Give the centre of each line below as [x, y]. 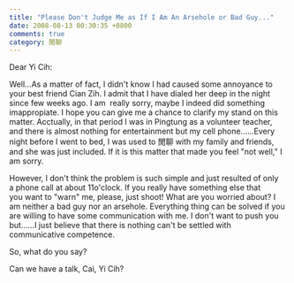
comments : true [37, 34]
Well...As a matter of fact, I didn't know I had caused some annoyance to [141, 84]
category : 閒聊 [36, 42]
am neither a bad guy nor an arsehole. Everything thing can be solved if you [147, 207]
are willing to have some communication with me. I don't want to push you [144, 216]
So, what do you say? [48, 252]
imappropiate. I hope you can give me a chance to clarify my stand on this [143, 112]
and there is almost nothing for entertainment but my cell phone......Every [142, 131]
